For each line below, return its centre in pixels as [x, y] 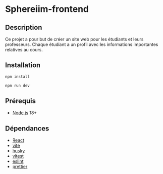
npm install [17, 77]
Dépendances [27, 128]
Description [24, 27]
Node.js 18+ [25, 113]
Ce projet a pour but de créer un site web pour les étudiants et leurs [74, 39]
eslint [18, 161]
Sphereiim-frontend [47, 9]
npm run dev [17, 86]
